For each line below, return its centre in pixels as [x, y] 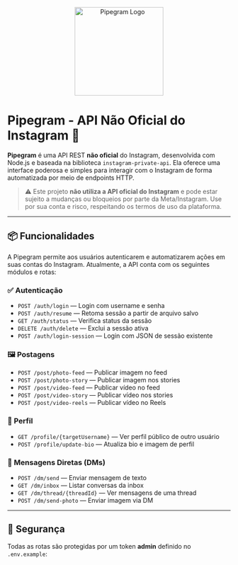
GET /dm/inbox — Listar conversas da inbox [80, 485]
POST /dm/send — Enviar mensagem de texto [82, 477]
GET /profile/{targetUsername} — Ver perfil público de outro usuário [118, 436]
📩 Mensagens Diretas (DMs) [57, 462]
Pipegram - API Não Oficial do [96, 121]
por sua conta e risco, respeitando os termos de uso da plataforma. [123, 206]
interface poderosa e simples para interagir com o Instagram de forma [110, 170]
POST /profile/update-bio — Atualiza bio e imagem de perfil [106, 444]
